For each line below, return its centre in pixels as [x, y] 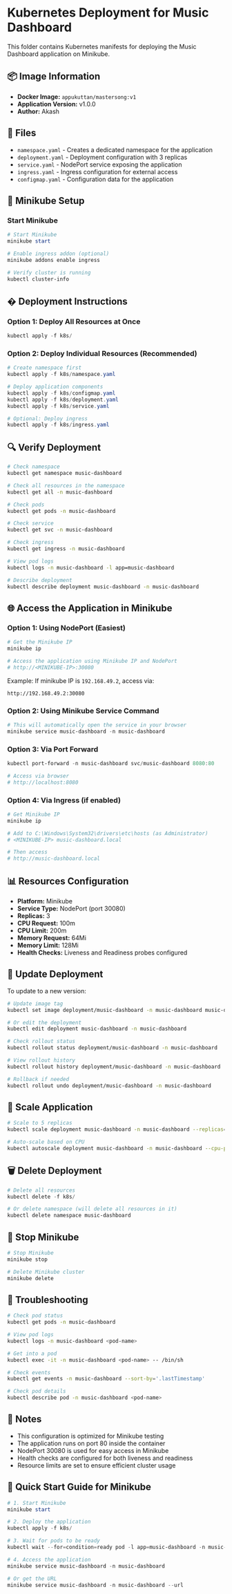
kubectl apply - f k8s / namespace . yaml [61, 375]
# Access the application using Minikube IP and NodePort [92, 661]
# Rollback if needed [38, 1079]
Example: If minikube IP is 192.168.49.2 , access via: [81, 681]
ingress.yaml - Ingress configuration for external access [97, 171]
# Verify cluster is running [49, 272]
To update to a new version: [47, 991]
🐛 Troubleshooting [48, 1300]
